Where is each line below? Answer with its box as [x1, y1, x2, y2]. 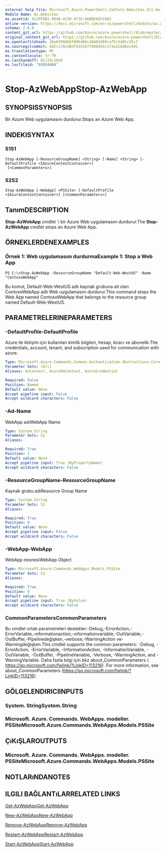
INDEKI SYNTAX [5, 130, 55, 139]
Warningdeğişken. [5, 642, 42, 648]
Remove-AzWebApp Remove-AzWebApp [5, 822, 87, 828]
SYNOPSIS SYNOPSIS [5, 103, 73, 112]
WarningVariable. [5, 657, 41, 663]
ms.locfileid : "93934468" [5, 62, 58, 67]
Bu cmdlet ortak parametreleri [5, 626, 66, 632]
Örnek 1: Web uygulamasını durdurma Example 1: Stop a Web [5, 253, 153, 260]
